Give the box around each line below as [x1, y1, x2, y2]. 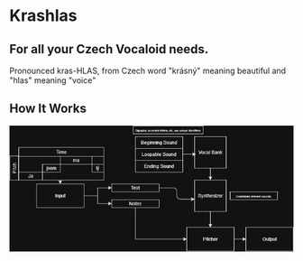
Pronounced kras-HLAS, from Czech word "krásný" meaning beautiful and [9, 65, 287, 76]
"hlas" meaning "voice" [9, 75, 96, 86]
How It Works [9, 101, 87, 117]
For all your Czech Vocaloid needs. [9, 42, 209, 57]
